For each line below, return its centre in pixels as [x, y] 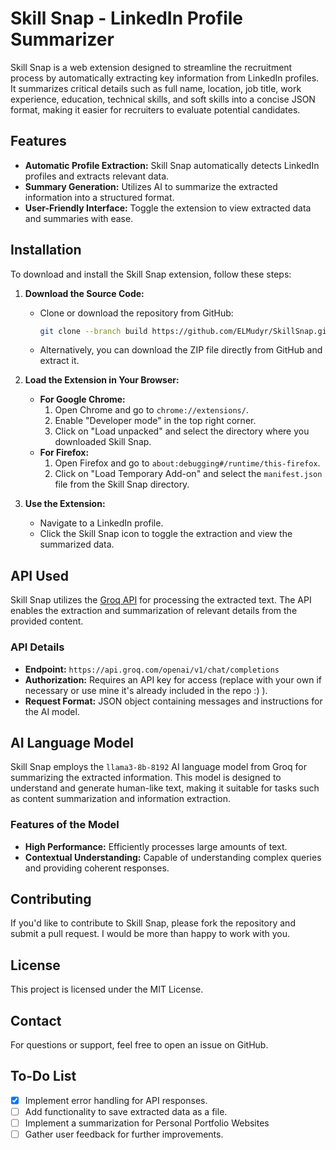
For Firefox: [64, 453]
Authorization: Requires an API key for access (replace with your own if [173, 679]
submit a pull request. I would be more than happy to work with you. [150, 934]
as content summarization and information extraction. [121, 799]
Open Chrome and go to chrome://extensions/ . [151, 410]
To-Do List [43, 1076]
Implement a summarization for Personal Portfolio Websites [147, 1123]
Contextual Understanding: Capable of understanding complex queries [173, 857]
